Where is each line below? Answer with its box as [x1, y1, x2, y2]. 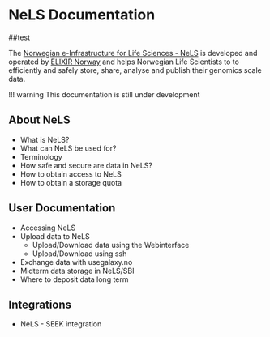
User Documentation [8, 201, 116, 215]
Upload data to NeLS [19, 231, 91, 241]
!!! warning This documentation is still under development [8, 89, 200, 99]
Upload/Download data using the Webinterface [32, 240, 190, 250]
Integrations [8, 297, 71, 311]
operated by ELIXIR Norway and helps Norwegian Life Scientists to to [8, 57, 239, 66]
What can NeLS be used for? [19, 143, 117, 153]
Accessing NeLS [19, 223, 76, 232]
